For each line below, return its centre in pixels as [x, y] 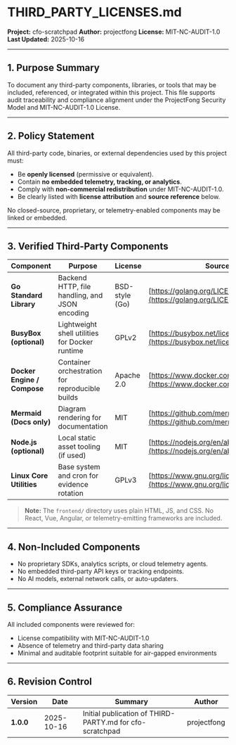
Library [23, 305]
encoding [73, 313]
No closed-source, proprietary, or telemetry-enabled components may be [114, 210]
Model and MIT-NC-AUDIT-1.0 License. [64, 107]
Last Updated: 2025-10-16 [46, 39]
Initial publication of [115, 713]
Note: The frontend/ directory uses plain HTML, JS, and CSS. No [119, 511]
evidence [73, 485]
